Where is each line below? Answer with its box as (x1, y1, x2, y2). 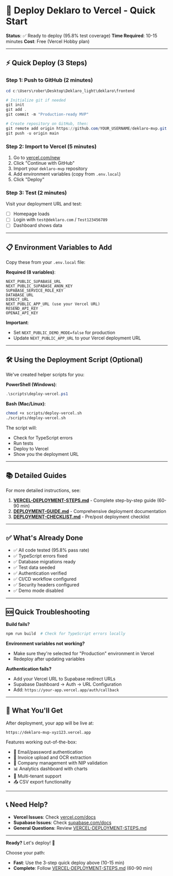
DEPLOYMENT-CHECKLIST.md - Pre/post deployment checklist (13, 513, 150, 520)
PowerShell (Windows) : (6, 382, 57, 388)
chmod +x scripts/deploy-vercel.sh (6, 410, 82, 415)
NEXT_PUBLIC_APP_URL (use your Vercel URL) (6, 301, 101, 307)
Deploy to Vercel (13, 445, 49, 451)
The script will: (6, 425, 37, 431)
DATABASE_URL (6, 293, 34, 298)
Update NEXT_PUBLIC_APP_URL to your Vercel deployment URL (13, 335, 141, 341)
